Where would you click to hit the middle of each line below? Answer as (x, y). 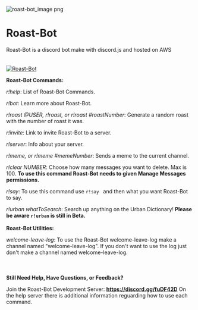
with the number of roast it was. (45, 121)
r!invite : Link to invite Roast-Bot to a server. (59, 132)
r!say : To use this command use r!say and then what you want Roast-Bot (97, 191)
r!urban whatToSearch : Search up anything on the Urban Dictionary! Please (99, 209)
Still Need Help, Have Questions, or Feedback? (65, 277)
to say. (14, 198)
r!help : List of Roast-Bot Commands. (51, 92)
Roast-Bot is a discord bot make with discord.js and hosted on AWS (89, 49)
